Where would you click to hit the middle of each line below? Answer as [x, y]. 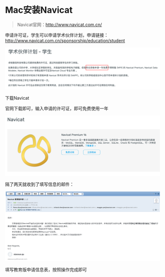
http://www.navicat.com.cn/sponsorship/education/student [65, 40]
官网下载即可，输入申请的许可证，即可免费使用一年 [57, 108]
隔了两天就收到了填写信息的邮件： [40, 184]
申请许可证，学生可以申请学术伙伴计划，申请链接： [57, 35]
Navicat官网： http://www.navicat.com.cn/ [59, 25]
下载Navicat [17, 98]
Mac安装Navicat [39, 10]
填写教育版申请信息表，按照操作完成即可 [46, 270]
